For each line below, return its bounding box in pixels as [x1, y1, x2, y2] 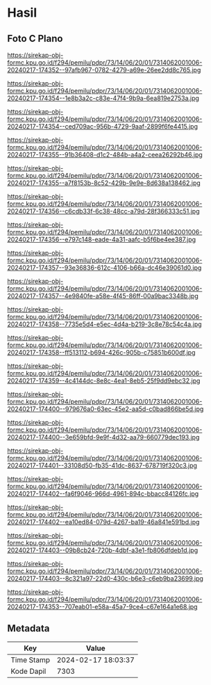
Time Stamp [10, 655, 51, 665]
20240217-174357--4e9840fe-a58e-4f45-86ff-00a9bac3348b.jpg [7, 292, 199, 300]
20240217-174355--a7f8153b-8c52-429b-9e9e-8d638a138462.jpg [7, 179, 201, 187]
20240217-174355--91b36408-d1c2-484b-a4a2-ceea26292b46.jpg [7, 151, 203, 159]
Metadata [7, 622, 50, 634]
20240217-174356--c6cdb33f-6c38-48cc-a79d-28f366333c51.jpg [7, 207, 200, 215]
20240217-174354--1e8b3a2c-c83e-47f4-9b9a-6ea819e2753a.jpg [7, 94, 200, 102]
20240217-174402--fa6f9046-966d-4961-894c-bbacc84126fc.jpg [7, 490, 199, 498]
